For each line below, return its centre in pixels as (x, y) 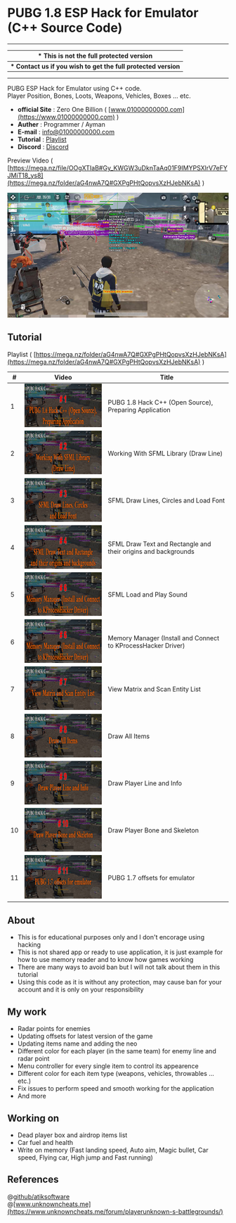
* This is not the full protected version (95, 56)
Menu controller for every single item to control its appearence (108, 1066)
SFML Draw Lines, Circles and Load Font (166, 500)
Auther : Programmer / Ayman (61, 125)
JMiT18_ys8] (25, 176)
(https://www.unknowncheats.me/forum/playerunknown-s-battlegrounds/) (115, 1211)
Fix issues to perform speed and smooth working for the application (116, 1089)
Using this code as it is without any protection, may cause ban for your (120, 982)
